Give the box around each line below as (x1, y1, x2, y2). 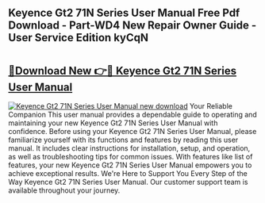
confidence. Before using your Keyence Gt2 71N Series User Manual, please (8, 127, 257, 136)
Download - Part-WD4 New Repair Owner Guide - (8, 19, 257, 33)
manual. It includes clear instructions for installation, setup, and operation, (8, 144, 251, 153)
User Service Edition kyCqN (8, 31, 149, 44)
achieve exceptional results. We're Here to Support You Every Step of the (8, 169, 248, 178)
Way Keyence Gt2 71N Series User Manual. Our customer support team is (8, 178, 248, 186)
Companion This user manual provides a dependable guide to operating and (8, 110, 258, 119)
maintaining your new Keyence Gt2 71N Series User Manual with (8, 118, 218, 128)
